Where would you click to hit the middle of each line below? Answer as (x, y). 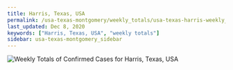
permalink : (23, 20)
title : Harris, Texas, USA (46, 14)
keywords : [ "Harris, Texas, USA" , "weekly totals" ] (83, 33)
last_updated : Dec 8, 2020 (46, 26)
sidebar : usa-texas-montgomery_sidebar (65, 40)
